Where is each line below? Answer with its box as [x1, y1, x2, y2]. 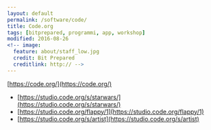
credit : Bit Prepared [13, 55, 75, 62]
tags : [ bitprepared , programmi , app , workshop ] [7, 29, 146, 36]
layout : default [7, 10, 53, 17]
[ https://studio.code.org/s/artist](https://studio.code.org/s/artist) [16, 114, 200, 123]
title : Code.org [7, 23, 53, 29]
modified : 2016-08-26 [7, 36, 69, 42]
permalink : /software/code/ [7, 16, 88, 23]
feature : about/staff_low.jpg [13, 49, 99, 55]
